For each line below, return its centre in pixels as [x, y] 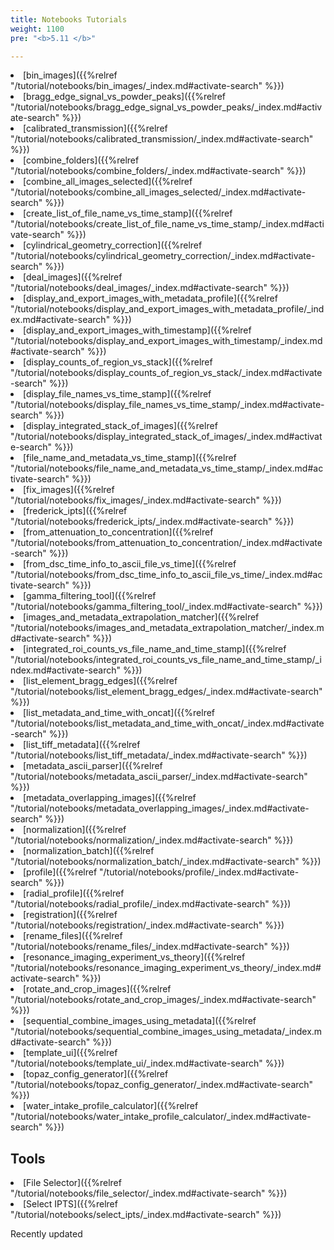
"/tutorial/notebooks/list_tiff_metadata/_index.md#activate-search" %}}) [159, 755]
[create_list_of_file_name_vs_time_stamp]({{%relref [128, 213]
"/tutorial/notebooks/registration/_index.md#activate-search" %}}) [147, 925]
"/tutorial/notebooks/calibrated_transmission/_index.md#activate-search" [162, 139]
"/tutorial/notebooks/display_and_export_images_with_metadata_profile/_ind [167, 309]
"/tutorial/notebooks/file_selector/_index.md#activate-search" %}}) [149, 1193]
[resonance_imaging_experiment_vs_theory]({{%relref [134, 957]
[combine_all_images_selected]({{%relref [108, 182]
